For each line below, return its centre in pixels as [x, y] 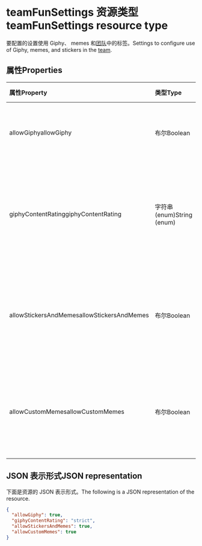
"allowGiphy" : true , [37, 515]
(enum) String [174, 215]
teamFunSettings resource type [87, 26]
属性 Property [28, 92]
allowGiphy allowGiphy [41, 132]
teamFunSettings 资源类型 [72, 12]
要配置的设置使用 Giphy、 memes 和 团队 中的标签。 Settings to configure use [101, 43]
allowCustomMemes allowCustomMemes [67, 411]
